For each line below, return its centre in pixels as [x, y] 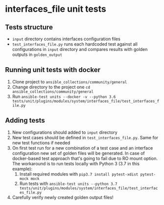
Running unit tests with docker [53, 70]
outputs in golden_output [37, 54]
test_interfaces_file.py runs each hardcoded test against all [75, 44]
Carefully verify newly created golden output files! [63, 197]
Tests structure [29, 27]
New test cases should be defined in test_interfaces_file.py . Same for [85, 137]
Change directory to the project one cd [51, 87]
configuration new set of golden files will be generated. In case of [79, 153]
